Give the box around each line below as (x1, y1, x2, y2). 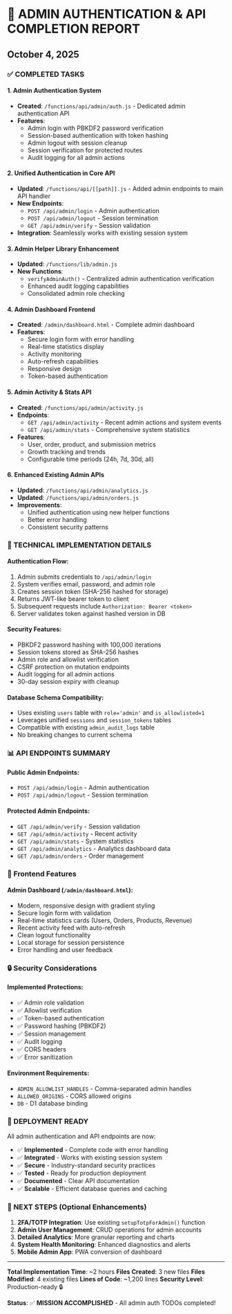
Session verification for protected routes (27, 145, 143, 154)
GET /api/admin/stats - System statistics (17, 837, 134, 845)
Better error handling (27, 515, 88, 523)
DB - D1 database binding (17, 1099, 88, 1108)
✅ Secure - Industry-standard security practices (17, 1161, 155, 1169)
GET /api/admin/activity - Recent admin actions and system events (27, 418, 222, 426)
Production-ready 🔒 (7, 1282, 64, 1290)
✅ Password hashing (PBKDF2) (17, 1021, 106, 1030)
